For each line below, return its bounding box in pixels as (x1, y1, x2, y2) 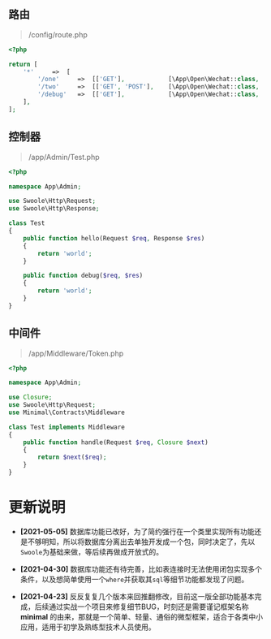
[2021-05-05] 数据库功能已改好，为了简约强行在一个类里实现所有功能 (19, 527, 255, 536)
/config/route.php (28, 29, 88, 39)
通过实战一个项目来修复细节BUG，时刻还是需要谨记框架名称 (48, 602, 249, 611)
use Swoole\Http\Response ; (8, 205, 100, 213)
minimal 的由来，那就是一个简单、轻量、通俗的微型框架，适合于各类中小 (19, 612, 264, 621)
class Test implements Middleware (8, 423, 126, 431)
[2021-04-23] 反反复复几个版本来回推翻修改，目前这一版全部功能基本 (19, 592, 255, 601)
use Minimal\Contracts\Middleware (8, 408, 126, 417)
